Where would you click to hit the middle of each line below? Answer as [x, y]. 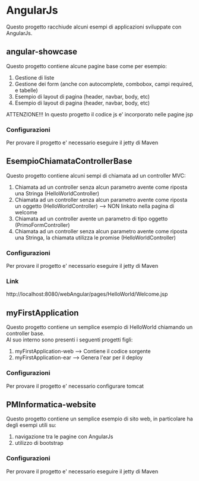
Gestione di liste [34, 77]
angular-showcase [42, 52]
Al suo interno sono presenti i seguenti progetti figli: [70, 340]
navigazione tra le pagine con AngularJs [64, 436]
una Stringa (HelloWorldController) [57, 193]
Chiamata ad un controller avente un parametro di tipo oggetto [91, 219]
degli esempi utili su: [31, 425]
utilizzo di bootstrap [39, 443]
